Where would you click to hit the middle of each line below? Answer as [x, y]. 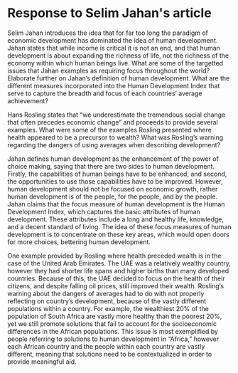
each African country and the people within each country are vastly [106, 346]
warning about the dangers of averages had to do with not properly [106, 293]
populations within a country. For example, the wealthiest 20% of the [108, 308]
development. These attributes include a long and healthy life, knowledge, [116, 219]
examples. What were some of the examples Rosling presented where [109, 130]
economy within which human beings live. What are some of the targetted [115, 63]
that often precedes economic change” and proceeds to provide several [113, 122]
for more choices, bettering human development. [79, 242]
